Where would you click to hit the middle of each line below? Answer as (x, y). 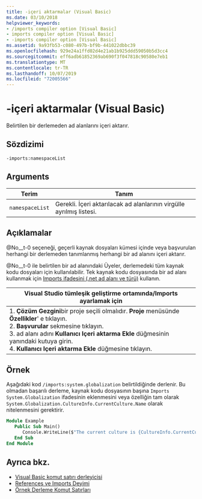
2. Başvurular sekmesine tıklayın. (57, 326)
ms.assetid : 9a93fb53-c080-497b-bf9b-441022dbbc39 (71, 46)
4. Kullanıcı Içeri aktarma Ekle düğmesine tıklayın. (81, 348)
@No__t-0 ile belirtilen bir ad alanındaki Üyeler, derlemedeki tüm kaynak (95, 265)
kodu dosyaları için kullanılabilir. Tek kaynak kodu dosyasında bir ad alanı (96, 272)
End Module (20, 444)
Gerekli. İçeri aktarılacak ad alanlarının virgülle (120, 204)
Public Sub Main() (37, 427)
